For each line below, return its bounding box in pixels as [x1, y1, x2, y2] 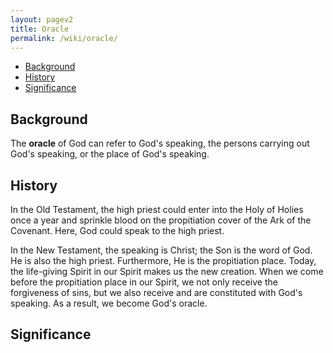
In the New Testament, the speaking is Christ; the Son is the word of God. [10, 244, 313, 256]
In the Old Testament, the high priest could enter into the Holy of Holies [10, 204, 304, 215]
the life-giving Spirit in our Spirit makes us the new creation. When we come [10, 266, 324, 277]
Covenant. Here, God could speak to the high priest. [10, 225, 225, 236]
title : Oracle [10, 24, 70, 34]
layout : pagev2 [10, 14, 74, 25]
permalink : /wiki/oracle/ [10, 33, 118, 43]
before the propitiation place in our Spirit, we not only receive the [10, 276, 278, 288]
